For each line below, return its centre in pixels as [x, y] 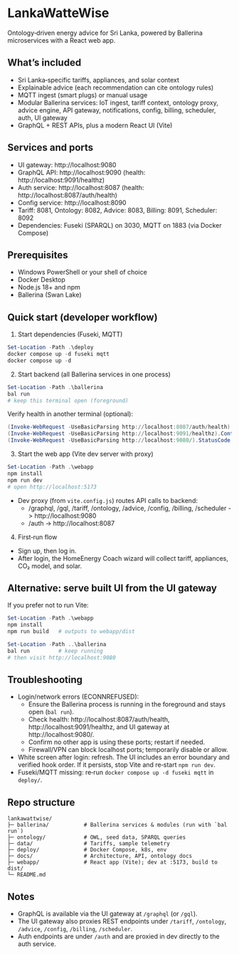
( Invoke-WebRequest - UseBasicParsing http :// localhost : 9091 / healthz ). [114, 434]
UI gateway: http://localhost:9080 [67, 164]
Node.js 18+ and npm [49, 287]
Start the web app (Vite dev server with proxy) [85, 454]
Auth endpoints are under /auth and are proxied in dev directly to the [118, 936]
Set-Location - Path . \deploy [51, 348]
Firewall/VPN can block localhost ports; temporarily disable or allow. [128, 750]
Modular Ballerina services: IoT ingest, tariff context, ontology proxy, [118, 102]
